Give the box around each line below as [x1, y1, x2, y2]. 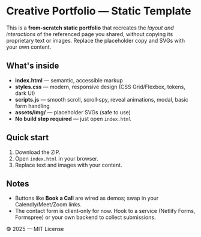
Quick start [6, 132, 49, 143]
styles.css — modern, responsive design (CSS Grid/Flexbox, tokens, [14, 83, 186, 90]
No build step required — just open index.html [14, 115, 131, 122]
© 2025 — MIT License [6, 226, 64, 233]
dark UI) [14, 89, 35, 97]
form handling [14, 102, 50, 109]
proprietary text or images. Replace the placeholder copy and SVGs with [6, 37, 185, 44]
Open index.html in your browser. [14, 155, 99, 162]
